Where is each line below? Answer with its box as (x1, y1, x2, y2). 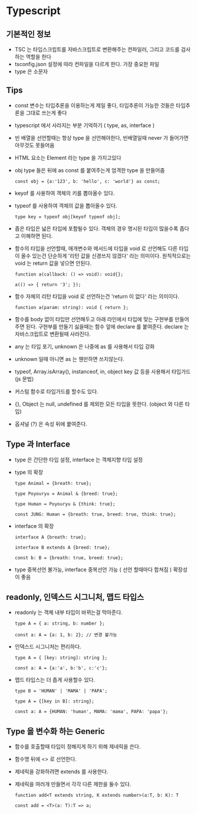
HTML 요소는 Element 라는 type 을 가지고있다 (14, 154, 122, 161)
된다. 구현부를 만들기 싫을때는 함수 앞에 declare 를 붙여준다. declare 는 (25, 323, 189, 330)
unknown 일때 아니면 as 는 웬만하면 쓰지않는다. (14, 355, 125, 362)
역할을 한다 (25, 53, 51, 60)
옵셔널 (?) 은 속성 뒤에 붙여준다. (14, 420, 87, 427)
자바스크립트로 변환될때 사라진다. (14, 330, 91, 337)
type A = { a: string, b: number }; (14, 621, 105, 626)
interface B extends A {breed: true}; (14, 544, 110, 550)
